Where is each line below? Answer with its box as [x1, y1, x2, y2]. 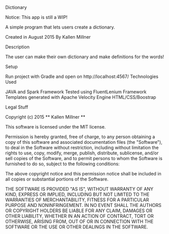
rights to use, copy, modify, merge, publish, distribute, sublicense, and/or [5, 150, 159, 156]
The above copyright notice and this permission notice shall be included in [5, 171, 161, 176]
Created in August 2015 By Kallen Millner [5, 34, 91, 40]
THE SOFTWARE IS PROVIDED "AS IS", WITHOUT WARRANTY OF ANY [5, 186, 154, 192]
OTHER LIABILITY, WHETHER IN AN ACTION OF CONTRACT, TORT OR [5, 213, 154, 219]
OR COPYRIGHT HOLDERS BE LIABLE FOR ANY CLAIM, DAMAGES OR [5, 207, 153, 214]
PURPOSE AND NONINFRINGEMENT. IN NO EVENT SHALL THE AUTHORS [5, 202, 162, 208]
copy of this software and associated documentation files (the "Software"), [5, 139, 163, 145]
